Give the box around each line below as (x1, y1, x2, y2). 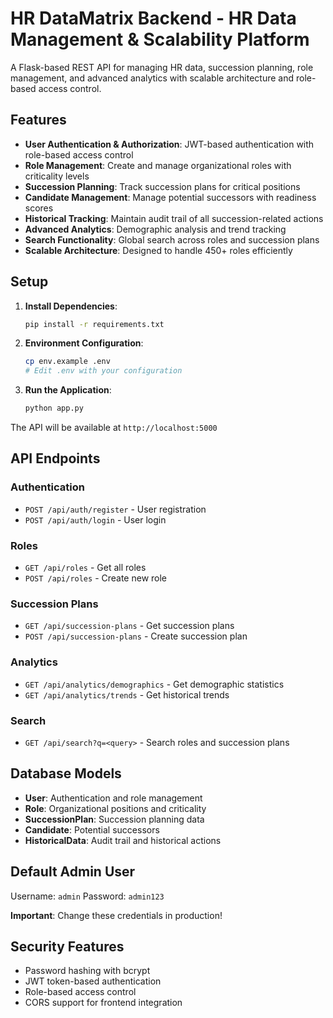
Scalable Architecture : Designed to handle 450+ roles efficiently (24, 244, 293, 256)
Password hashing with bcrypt (24, 965, 151, 977)
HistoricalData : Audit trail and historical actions (24, 834, 222, 846)
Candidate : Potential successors (24, 823, 160, 836)
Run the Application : (24, 384, 112, 396)
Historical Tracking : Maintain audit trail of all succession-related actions (24, 212, 324, 224)
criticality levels (24, 170, 90, 182)
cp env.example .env (24, 357, 111, 367)
